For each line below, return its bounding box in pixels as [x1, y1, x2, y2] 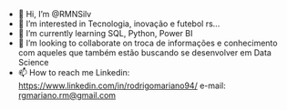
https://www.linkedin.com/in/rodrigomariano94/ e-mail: [17, 80, 226, 91]
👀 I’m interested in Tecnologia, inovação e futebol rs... [17, 18, 220, 29]
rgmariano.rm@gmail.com [17, 90, 117, 100]
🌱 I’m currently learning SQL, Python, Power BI [17, 28, 193, 38]
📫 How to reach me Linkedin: [17, 67, 130, 77]
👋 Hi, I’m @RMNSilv [17, 9, 92, 19]
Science [17, 57, 49, 67]
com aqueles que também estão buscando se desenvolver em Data [17, 47, 272, 58]
